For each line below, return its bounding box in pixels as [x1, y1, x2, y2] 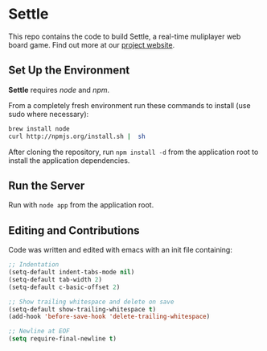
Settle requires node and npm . [8, 85, 110, 94]
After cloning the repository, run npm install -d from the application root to [8, 147, 259, 157]
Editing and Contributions [8, 224, 140, 237]
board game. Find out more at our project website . [8, 40, 175, 49]
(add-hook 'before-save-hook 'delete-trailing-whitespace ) [8, 312, 211, 321]
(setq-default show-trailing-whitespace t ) [8, 305, 157, 313]
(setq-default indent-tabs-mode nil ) [8, 268, 135, 276]
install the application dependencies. [8, 155, 130, 165]
